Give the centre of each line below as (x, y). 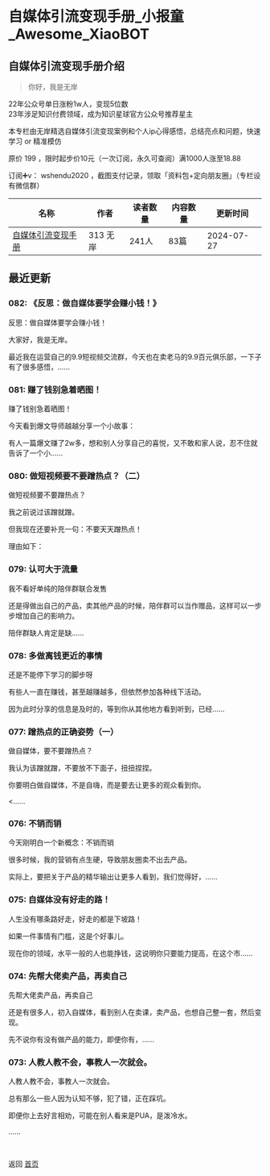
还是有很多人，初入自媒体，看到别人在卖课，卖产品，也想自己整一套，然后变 (135, 1012)
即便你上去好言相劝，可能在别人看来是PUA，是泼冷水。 (100, 1116)
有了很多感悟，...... (39, 367)
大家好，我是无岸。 (40, 339)
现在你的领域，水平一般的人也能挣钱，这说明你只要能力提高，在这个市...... (131, 953)
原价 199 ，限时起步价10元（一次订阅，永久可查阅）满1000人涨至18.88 (125, 158)
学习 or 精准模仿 (35, 141)
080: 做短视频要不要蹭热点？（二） (77, 476)
